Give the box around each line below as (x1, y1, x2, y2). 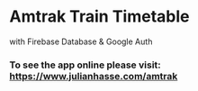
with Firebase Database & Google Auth (9, 36, 153, 47)
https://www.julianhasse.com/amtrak (9, 69, 178, 82)
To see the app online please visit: (9, 59, 162, 71)
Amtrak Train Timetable (9, 6, 190, 27)
